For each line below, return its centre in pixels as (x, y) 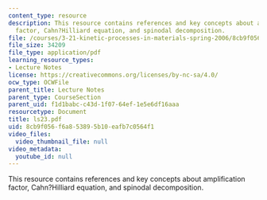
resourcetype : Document (48, 112)
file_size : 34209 (37, 45)
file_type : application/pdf (55, 53)
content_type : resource (48, 16)
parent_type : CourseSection (55, 97)
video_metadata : (35, 149)
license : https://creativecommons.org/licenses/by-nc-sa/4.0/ (113, 75)
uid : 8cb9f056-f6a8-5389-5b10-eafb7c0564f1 (81, 127)
